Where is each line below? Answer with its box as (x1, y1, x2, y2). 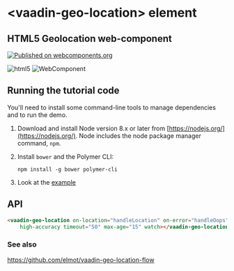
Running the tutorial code (7, 85, 120, 97)
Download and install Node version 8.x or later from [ (17, 124, 169, 132)
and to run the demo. (7, 110, 68, 119)
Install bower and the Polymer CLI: (17, 152, 114, 161)
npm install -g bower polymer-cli (17, 166, 118, 173)
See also (7, 240, 37, 249)
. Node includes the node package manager (75, 131, 202, 140)
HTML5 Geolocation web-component (7, 33, 172, 45)
